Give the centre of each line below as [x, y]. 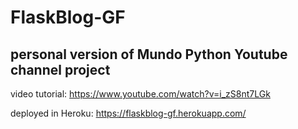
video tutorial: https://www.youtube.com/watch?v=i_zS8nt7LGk [140, 94]
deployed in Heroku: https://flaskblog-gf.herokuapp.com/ [128, 113]
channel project [60, 69]
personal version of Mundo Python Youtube [149, 54]
